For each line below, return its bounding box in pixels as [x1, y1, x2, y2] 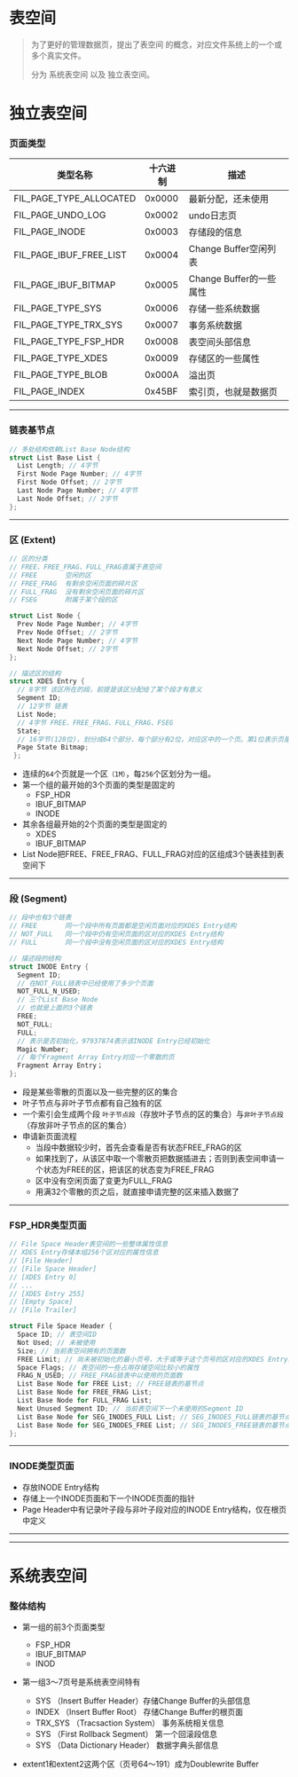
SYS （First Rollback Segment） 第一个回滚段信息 [35, 1729, 217, 1740]
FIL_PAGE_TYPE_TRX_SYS [13, 318, 123, 331]
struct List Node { [9, 611, 82, 621]
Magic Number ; [17, 1044, 69, 1054]
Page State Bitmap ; [17, 743, 90, 752]
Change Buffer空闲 [188, 243, 268, 256]
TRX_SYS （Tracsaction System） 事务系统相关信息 [35, 1718, 224, 1728]
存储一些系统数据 [188, 303, 260, 315]
